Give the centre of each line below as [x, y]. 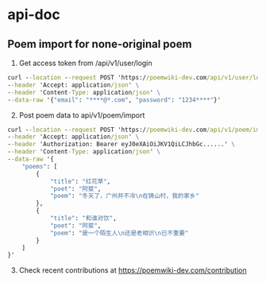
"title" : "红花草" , [80, 181]
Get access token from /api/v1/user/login [85, 63]
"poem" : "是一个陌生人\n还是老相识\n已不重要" [119, 233]
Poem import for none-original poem [100, 44]
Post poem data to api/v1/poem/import [82, 115]
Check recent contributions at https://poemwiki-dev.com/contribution [133, 270]
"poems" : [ [40, 166]
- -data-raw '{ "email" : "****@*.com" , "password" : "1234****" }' [114, 100]
